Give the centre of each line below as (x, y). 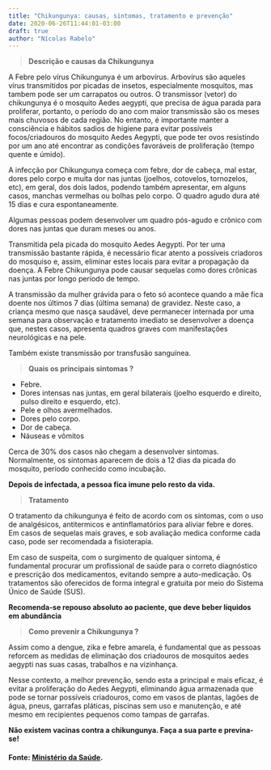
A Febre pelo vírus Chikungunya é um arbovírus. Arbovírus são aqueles (127, 77)
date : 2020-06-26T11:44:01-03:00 (65, 23)
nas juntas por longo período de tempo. (74, 279)
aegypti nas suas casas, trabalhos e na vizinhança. (93, 665)
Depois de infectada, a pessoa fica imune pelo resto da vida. (112, 484)
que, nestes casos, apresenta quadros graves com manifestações (118, 329)
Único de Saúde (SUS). (47, 592)
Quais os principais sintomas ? (81, 369)
